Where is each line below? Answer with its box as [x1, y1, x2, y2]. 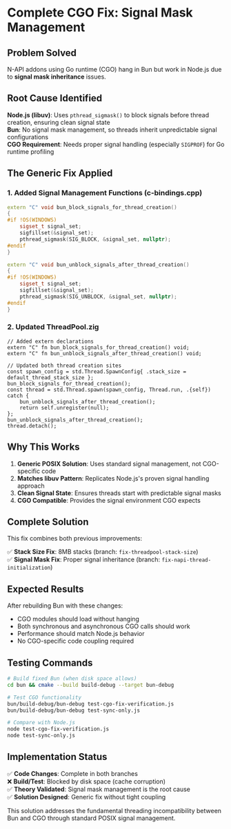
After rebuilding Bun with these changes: [7, 601, 123, 610]
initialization [7, 564, 51, 572]
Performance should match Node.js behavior [17, 630, 145, 638]
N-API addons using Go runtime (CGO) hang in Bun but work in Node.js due [7, 66, 222, 73]
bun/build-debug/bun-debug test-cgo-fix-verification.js [7, 700, 174, 708]
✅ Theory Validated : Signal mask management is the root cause [7, 785, 191, 793]
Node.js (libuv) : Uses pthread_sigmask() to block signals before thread [7, 110, 209, 119]
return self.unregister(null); [19, 404, 110, 411]
